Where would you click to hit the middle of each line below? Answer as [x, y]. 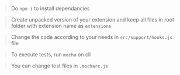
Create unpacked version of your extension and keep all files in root [93, 19]
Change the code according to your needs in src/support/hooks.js [92, 37]
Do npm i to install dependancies [50, 8]
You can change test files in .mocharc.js [60, 66]
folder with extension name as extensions [61, 26]
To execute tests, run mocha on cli [51, 54]
